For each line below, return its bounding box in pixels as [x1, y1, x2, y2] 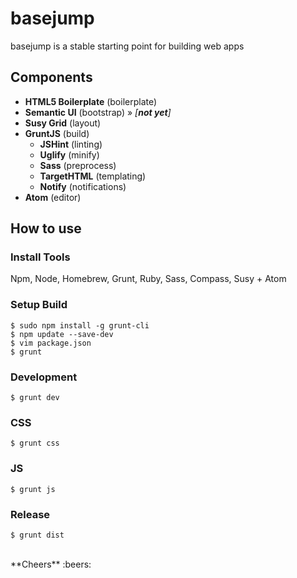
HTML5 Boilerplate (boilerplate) [24, 95, 158, 107]
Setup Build [10, 298, 68, 312]
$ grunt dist [10, 530, 65, 540]
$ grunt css [10, 438, 60, 449]
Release [10, 507, 51, 521]
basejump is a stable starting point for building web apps [10, 40, 245, 52]
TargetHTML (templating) [39, 170, 147, 182]
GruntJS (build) [24, 127, 90, 139]
